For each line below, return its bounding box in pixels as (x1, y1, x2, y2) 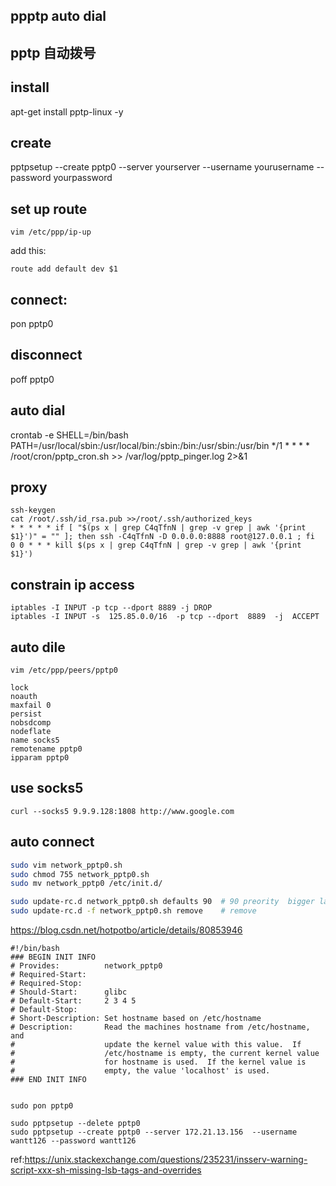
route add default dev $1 (10, 264, 118, 274)
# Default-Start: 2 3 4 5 (10, 996, 137, 1006)
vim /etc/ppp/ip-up (10, 227, 92, 238)
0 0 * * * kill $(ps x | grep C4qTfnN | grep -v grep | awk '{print (10, 540, 302, 551)
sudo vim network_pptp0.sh (10, 860, 123, 870)
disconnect (10, 347, 83, 364)
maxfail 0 (10, 700, 52, 711)
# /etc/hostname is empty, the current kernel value (10, 1049, 320, 1059)
